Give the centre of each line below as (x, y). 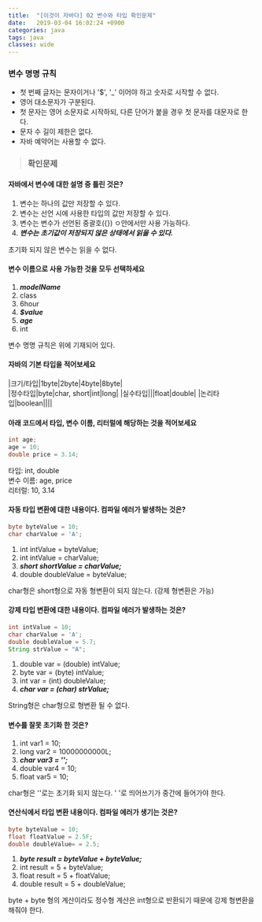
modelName (40, 287)
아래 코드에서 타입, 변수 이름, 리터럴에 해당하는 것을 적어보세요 (102, 423)
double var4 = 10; (48, 768)
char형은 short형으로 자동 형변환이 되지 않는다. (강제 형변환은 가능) (111, 591)
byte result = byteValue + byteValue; (81, 859)
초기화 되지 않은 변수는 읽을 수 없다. (63, 250)
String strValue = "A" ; (47, 649)
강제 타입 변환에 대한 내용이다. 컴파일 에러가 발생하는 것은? (97, 610)
